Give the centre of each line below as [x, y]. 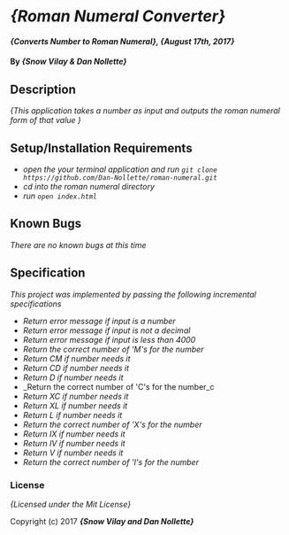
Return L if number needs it [72, 415]
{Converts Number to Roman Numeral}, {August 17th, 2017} [122, 41]
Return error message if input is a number [99, 321]
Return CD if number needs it [76, 368]
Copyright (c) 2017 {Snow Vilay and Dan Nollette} [102, 521]
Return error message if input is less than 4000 [109, 339]
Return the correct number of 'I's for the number [111, 461]
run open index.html [60, 196]
